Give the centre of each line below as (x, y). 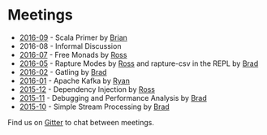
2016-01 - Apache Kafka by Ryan (75, 81)
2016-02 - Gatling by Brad (63, 72)
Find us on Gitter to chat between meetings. (81, 122)
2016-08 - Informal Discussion (70, 46)
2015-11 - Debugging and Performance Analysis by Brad (113, 98)
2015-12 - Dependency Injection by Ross (87, 89)
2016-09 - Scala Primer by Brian (73, 37)
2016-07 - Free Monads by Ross (73, 54)
